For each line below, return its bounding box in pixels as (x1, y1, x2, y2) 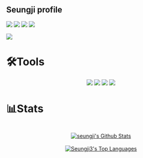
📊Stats (6, 102, 44, 115)
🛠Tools (6, 55, 45, 68)
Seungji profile (6, 5, 62, 15)
